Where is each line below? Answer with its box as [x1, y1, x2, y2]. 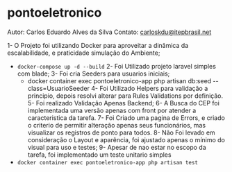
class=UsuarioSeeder [27, 84, 90, 92]
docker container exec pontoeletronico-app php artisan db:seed [27, 76, 212, 85]
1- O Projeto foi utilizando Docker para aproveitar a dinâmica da [7, 41, 189, 49]
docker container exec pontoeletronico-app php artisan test [17, 159, 199, 166]
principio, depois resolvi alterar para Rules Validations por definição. [27, 92, 224, 100]
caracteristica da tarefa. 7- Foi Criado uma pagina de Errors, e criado [27, 113, 226, 122]
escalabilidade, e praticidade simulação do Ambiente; [7, 49, 160, 57]
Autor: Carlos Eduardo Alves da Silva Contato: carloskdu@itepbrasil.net [7, 28, 212, 36]
